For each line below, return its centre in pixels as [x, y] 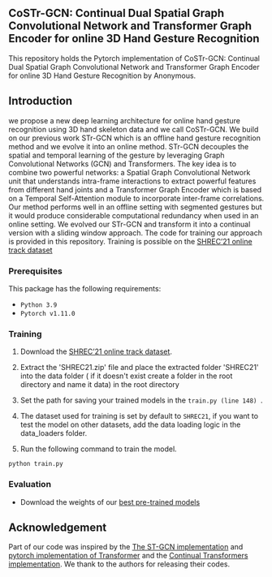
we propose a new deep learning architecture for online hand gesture [125, 120]
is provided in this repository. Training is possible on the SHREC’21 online [131, 241]
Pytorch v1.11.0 [47, 313]
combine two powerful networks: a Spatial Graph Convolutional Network [130, 172]
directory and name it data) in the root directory [100, 385]
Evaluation [30, 484]
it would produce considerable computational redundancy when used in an [134, 215]
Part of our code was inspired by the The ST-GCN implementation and [126, 547]
